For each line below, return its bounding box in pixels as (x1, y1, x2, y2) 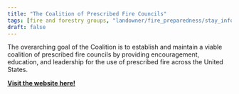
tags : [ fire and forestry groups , (7, 17, 110, 24)
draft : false (7, 23, 46, 30)
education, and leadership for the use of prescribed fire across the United (7, 58, 224, 66)
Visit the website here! (7, 79, 76, 88)
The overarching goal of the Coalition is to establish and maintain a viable (7, 43, 223, 52)
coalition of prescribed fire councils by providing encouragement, (7, 50, 200, 59)
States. (7, 65, 28, 74)
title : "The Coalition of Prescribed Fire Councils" (7, 10, 167, 18)
